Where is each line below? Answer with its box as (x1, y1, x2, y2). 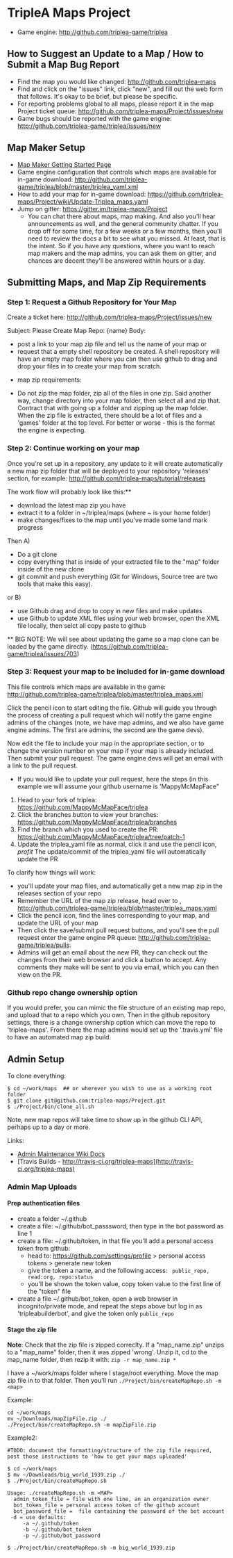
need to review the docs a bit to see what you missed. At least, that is (27, 234, 226, 243)
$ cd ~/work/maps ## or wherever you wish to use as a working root (7, 1085, 213, 1092)
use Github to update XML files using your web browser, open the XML (17, 614, 220, 622)
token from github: (17, 1244, 71, 1253)
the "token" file (27, 1288, 71, 1296)
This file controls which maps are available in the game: (7, 683, 166, 691)
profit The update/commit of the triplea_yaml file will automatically (17, 847, 207, 856)
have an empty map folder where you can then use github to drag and (17, 355, 218, 363)
